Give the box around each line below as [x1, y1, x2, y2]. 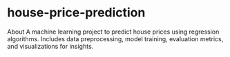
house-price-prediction [7, 5, 146, 21]
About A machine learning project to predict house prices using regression [7, 27, 220, 36]
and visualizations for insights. [7, 42, 94, 50]
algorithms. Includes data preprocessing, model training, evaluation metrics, [7, 34, 224, 43]
